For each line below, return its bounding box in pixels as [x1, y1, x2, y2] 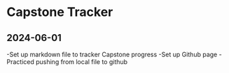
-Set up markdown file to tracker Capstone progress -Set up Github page [6, 50, 218, 58]
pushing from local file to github [35, 58, 127, 66]
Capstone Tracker [6, 4, 113, 20]
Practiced [6, 58, 34, 66]
